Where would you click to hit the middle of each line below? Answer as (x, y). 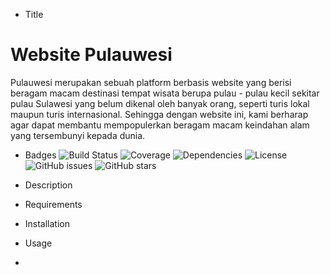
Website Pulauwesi (91, 55)
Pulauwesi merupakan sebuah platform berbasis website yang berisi (151, 82)
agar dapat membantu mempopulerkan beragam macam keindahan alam (160, 125)
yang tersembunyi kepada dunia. (78, 135)
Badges (40, 155)
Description (48, 185)
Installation (47, 223)
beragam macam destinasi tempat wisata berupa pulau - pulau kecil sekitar (165, 93)
